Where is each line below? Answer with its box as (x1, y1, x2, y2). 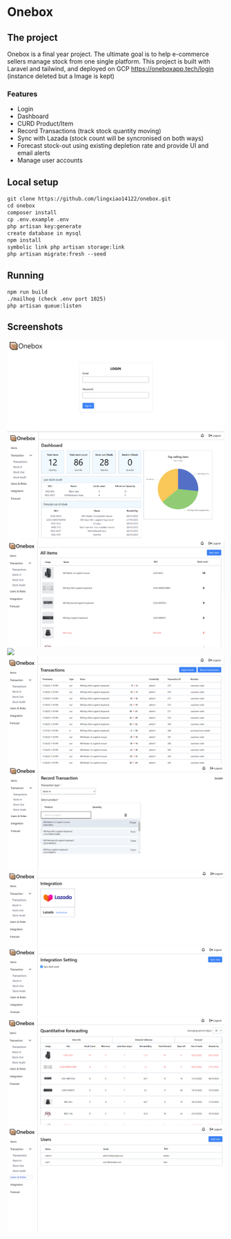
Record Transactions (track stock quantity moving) (17, 127, 162, 135)
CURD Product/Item (17, 119, 74, 128)
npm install (7, 237, 41, 244)
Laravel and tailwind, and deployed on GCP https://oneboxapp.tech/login (7, 65, 214, 73)
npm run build (7, 288, 48, 296)
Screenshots (7, 321, 63, 333)
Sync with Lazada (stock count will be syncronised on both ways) (17, 134, 204, 142)
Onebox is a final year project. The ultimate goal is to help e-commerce (7, 50, 209, 58)
